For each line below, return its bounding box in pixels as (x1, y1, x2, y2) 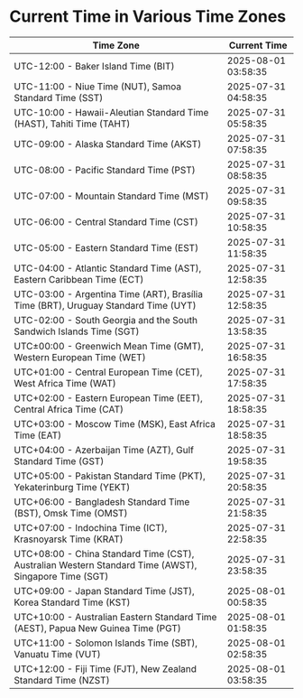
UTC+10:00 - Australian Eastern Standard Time (14, 610, 217, 623)
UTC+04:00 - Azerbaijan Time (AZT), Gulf (14, 443, 194, 456)
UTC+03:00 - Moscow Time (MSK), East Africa (14, 417, 216, 430)
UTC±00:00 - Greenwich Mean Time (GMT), (14, 340, 205, 352)
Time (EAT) (14, 429, 61, 442)
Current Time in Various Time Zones (9, 6, 287, 27)
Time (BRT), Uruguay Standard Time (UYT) (14, 299, 197, 312)
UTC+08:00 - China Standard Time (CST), (14, 547, 195, 560)
